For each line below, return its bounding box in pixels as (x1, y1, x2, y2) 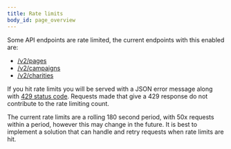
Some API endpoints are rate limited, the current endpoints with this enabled (7, 35, 225, 44)
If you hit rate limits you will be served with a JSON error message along (7, 85, 213, 93)
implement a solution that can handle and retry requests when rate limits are (7, 128, 224, 136)
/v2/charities (17, 71, 54, 80)
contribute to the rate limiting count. (7, 99, 109, 107)
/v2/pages (17, 56, 47, 64)
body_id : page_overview (7, 17, 76, 24)
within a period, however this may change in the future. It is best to (7, 120, 198, 128)
